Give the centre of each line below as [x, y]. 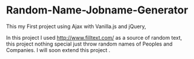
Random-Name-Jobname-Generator [97, 10]
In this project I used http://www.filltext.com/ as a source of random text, [94, 37]
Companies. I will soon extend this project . [58, 50]
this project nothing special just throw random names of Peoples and [89, 44]
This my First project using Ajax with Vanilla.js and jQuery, [76, 26]
